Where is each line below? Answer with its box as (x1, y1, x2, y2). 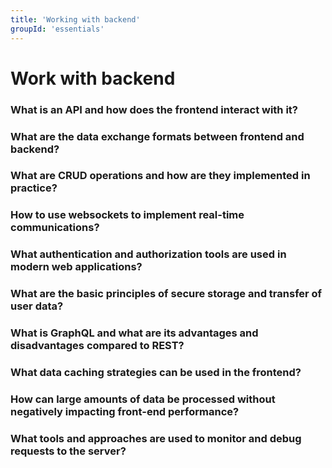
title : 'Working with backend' (10, 14, 141, 25)
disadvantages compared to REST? (10, 339, 185, 353)
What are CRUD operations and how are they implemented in (10, 169, 311, 183)
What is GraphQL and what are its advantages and (10, 326, 259, 340)
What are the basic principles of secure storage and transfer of (10, 287, 323, 301)
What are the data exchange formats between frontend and (10, 129, 305, 143)
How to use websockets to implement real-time (10, 208, 245, 222)
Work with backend (10, 67, 176, 90)
